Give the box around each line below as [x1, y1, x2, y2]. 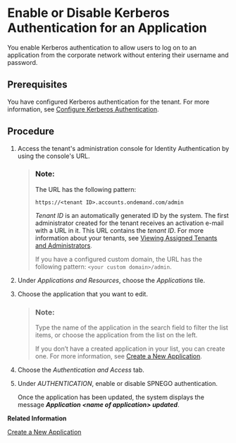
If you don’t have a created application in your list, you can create [35, 344, 225, 353]
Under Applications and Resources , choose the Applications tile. [17, 276, 206, 284]
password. [7, 58, 38, 66]
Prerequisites [7, 79, 68, 91]
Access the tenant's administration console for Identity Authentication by [17, 144, 230, 152]
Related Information [7, 414, 67, 423]
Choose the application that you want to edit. [17, 289, 148, 298]
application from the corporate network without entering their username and [7, 51, 229, 59]
